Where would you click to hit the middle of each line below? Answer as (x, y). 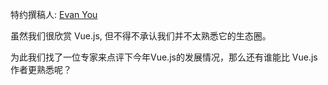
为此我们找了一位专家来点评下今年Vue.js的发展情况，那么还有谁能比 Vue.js (164, 57)
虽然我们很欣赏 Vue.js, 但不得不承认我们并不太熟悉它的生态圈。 (141, 36)
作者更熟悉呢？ (41, 69)
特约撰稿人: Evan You (54, 14)
